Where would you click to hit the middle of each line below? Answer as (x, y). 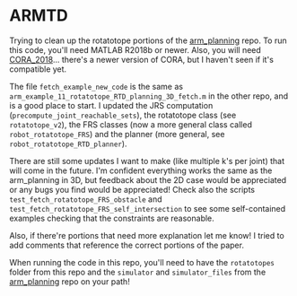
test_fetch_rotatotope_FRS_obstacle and (86, 199)
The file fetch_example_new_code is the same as (96, 86)
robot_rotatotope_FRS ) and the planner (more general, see (117, 134)
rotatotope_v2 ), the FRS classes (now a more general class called (131, 124)
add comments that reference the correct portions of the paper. (127, 245)
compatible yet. (38, 69)
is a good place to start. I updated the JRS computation (111, 105)
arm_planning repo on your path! (70, 281)
